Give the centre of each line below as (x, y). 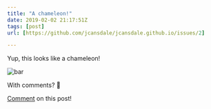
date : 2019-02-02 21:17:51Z (48, 20)
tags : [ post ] (26, 26)
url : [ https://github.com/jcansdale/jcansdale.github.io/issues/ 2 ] (106, 33)
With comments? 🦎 (34, 85)
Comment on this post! (40, 99)
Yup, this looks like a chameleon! (54, 59)
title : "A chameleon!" (40, 13)
